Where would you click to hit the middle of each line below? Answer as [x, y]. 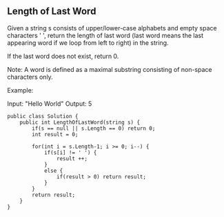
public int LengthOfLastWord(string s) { [80, 122]
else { [53, 171]
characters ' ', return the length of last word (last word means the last [105, 35]
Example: [20, 90]
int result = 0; [55, 134]
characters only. [30, 77]
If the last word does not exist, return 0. [63, 56]
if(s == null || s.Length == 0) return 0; [94, 128]
